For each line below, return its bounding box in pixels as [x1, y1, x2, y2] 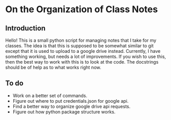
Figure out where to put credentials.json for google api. [12, 98, 129, 104]
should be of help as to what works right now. [5, 65, 101, 70]
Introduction [5, 24, 46, 33]
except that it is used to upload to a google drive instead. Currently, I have [5, 48, 161, 54]
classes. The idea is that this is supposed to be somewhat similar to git [5, 43, 154, 49]
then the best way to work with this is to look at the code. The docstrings [5, 59, 159, 65]
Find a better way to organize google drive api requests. [12, 103, 131, 109]
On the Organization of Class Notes [5, 4, 158, 15]
